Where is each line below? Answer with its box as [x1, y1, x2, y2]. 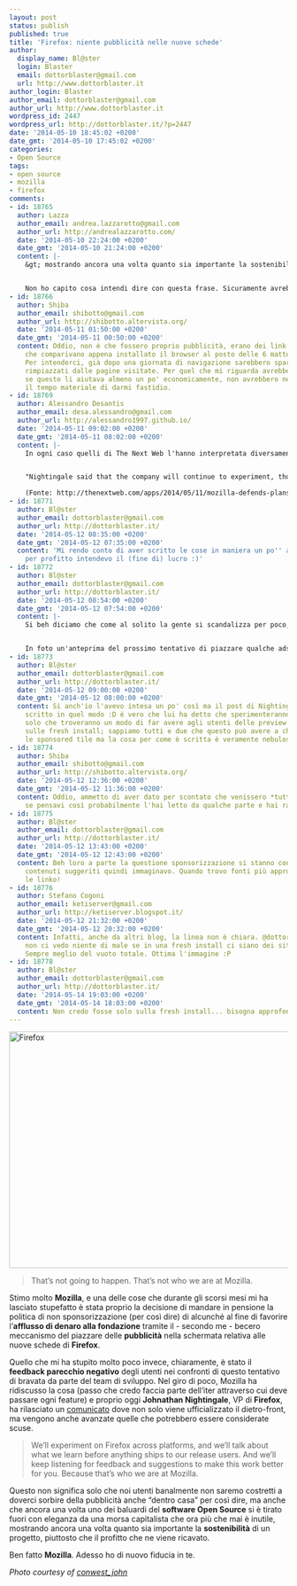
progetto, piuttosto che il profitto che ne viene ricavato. [9, 1533, 210, 1543]
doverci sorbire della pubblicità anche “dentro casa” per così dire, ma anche [9, 1495, 286, 1505]
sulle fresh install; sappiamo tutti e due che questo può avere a [25, 726, 278, 736]
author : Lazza [17, 210, 69, 220]
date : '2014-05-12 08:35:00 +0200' [17, 529, 148, 539]
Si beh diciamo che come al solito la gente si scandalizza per [25, 621, 267, 629]
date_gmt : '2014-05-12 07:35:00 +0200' [17, 538, 164, 547]
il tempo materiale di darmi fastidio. [25, 383, 172, 392]
